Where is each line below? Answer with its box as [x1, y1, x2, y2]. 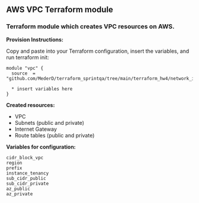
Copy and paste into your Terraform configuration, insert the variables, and [6, 47, 190, 54]
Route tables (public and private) [14, 131, 95, 138]
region [6, 160, 23, 166]
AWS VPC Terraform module [6, 5, 114, 15]
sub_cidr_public [6, 175, 46, 181]
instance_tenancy [6, 170, 49, 176]
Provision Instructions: [6, 36, 64, 43]
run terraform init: [6, 53, 49, 61]
